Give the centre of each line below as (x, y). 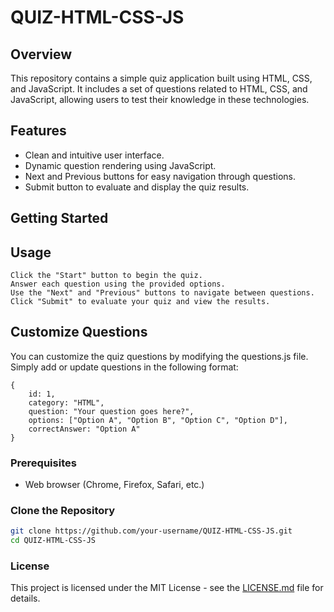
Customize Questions (79, 332)
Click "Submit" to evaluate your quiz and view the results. (140, 302)
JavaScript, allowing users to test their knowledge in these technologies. (160, 99)
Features (38, 131)
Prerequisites (43, 463)
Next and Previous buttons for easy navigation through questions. (160, 176)
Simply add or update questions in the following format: (124, 367)
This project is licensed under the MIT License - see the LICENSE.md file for (167, 588)
